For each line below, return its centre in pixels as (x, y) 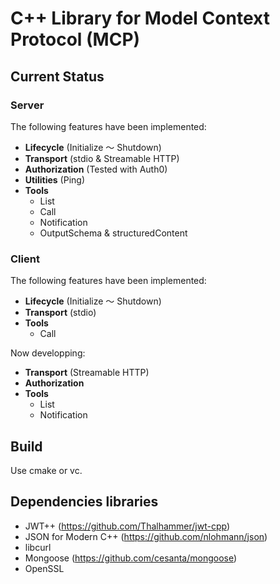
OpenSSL (44, 568)
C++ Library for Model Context (140, 18)
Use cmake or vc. (46, 470)
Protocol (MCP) (75, 39)
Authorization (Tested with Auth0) (96, 169)
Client (25, 259)
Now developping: (48, 353)
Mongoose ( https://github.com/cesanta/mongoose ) (131, 558)
